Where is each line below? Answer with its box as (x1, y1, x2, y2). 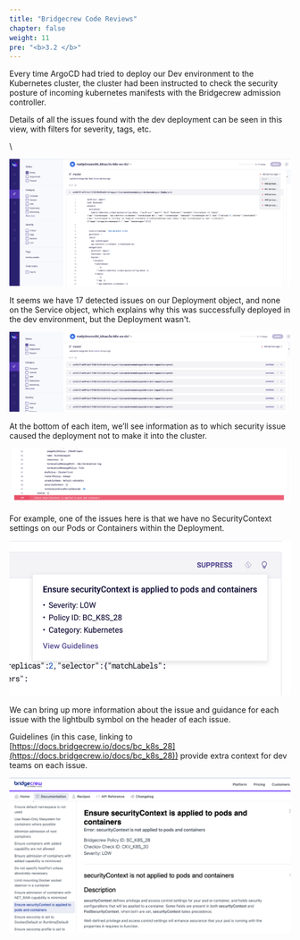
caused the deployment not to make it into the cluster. (9, 430, 208, 440)
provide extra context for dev (179, 750, 287, 761)
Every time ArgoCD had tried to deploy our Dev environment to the (9, 68, 254, 80)
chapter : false (9, 23, 66, 33)
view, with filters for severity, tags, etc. (9, 124, 152, 134)
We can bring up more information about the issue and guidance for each (9, 705, 279, 715)
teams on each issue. (9, 760, 87, 771)
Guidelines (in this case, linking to (9, 731, 133, 742)
